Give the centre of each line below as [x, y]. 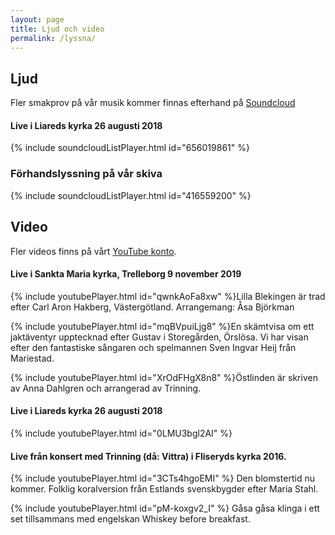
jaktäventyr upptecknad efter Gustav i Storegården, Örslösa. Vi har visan [159, 337]
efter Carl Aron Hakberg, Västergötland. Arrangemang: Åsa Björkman [152, 307]
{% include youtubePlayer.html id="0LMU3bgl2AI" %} [121, 433]
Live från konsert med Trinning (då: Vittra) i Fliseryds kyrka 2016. [148, 456]
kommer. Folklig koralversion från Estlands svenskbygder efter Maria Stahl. [164, 489]
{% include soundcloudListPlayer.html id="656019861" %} [130, 148]
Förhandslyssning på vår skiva [86, 174]
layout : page [37, 19]
